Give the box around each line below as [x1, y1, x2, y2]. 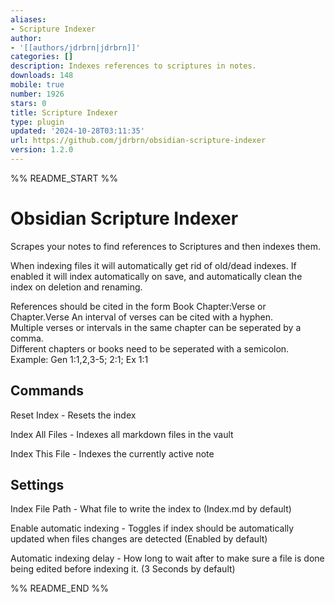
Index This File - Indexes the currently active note [10, 447, 215, 460]
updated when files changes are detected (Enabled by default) [10, 533, 268, 545]
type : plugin [10, 117, 65, 127]
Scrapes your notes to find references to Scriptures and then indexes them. [10, 240, 322, 252]
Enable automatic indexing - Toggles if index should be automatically [10, 522, 295, 535]
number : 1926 [10, 89, 65, 99]
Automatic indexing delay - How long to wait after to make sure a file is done [10, 552, 325, 565]
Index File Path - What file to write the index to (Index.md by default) [10, 503, 292, 515]
